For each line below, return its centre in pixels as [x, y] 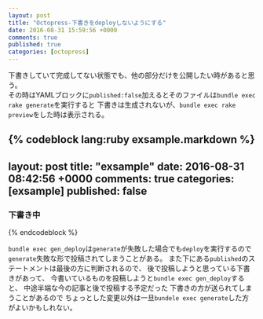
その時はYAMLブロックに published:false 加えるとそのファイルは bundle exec [132, 95]
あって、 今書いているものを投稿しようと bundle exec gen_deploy [126, 278]
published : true [35, 45]
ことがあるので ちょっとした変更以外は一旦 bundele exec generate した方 [132, 298]
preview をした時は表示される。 [58, 114]
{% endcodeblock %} [43, 233]
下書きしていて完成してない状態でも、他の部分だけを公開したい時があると [128, 75]
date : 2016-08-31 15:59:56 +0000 [63, 30]
